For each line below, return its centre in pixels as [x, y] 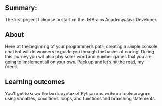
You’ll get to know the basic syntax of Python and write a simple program [78, 93]
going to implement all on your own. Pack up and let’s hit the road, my [74, 62]
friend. [12, 66]
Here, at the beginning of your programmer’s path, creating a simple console [81, 46]
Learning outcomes [35, 82]
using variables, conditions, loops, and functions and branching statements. [81, 99]
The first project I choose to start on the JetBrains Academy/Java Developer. [81, 19]
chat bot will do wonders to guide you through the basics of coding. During [80, 51]
